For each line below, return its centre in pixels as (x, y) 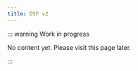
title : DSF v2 (28, 14)
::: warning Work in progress (49, 34)
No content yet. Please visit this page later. (69, 47)
